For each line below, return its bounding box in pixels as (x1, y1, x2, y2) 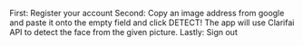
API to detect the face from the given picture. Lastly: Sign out (9, 27, 238, 37)
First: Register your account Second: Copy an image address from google (9, 8, 285, 18)
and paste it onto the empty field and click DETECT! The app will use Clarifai (9, 17, 295, 28)
